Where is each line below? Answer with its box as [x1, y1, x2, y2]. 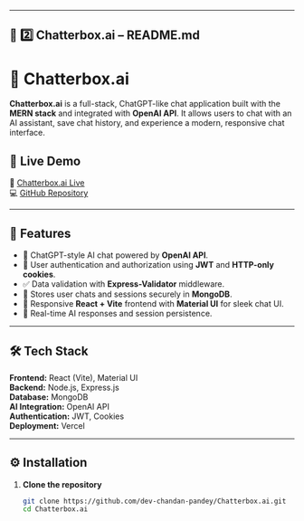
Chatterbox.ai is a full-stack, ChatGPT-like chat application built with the [9, 99, 281, 109]
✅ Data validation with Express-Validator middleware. [22, 278, 225, 289]
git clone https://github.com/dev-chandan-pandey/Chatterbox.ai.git [22, 497, 287, 506]
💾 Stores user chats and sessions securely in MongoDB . [22, 289, 233, 299]
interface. [9, 128, 45, 138]
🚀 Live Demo [9, 153, 81, 168]
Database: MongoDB [9, 391, 89, 403]
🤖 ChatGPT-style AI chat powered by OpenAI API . [22, 250, 209, 260]
